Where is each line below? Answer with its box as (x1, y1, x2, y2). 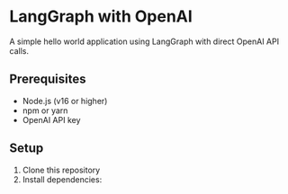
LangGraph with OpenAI (9, 6, 193, 27)
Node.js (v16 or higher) (22, 95, 108, 106)
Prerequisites (9, 72, 86, 87)
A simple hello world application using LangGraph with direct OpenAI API (9, 36, 280, 47)
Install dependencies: (22, 173, 103, 185)
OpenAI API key (22, 114, 81, 125)
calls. (9, 45, 30, 56)
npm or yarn (22, 105, 68, 116)
